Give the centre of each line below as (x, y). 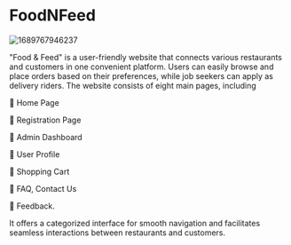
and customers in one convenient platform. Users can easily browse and (142, 67)
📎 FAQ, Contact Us (43, 188)
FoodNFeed (52, 16)
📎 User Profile (35, 154)
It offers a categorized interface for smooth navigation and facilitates (135, 223)
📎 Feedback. (32, 206)
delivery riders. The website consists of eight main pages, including (133, 85)
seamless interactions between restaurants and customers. (118, 233)
